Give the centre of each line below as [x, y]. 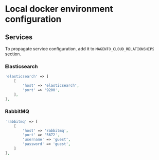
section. [13, 54]
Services [19, 37]
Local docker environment [59, 9]
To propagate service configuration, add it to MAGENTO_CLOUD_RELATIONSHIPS [80, 49]
